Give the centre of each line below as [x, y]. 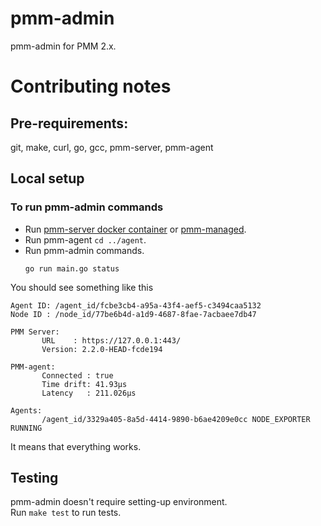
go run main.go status [72, 268]
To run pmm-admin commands [87, 207]
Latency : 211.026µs [89, 393]
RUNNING [26, 428]
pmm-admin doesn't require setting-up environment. [119, 502]
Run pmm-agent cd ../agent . [85, 239]
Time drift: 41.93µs [84, 384]
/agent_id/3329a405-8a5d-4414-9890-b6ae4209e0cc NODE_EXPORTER [176, 419]
